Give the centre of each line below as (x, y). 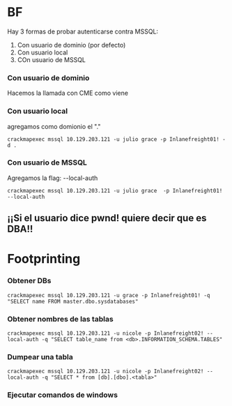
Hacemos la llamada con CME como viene (68, 93)
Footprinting (44, 259)
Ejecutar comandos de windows (63, 395)
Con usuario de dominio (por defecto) (71, 45)
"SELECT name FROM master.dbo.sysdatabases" (73, 301)
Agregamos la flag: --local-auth (53, 178)
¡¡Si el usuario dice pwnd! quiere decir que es (107, 218)
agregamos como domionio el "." (54, 126)
